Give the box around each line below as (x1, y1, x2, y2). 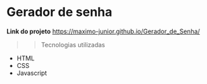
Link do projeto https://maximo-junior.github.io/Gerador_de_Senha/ (6, 27, 200, 35)
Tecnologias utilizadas (40, 40, 105, 49)
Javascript (16, 69, 47, 77)
